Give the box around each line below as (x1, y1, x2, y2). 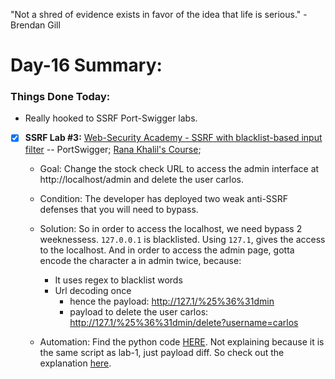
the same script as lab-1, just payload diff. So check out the (39, 346, 285, 358)
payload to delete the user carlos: (69, 305, 209, 318)
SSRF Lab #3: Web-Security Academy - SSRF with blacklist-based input (24, 132, 323, 144)
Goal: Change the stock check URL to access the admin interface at (39, 162, 320, 174)
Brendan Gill (10, 19, 61, 31)
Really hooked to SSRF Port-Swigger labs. (24, 112, 198, 124)
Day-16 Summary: (10, 54, 163, 77)
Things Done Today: (10, 90, 111, 104)
